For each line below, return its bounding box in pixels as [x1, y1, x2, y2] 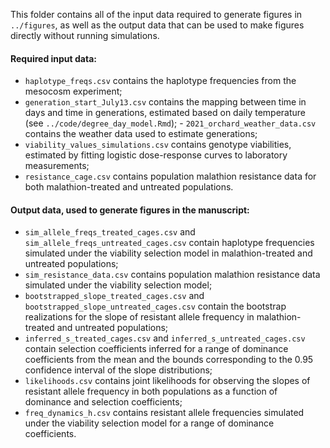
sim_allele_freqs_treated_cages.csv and [24, 226, 196, 238]
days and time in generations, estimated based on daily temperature [24, 107, 306, 119]
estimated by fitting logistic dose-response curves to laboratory [24, 149, 288, 161]
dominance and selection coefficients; [24, 396, 183, 408]
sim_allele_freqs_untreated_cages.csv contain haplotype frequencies [24, 237, 315, 249]
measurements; [24, 160, 90, 172]
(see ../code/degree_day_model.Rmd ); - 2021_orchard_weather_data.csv [24, 117, 317, 129]
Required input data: [10, 52, 97, 64]
